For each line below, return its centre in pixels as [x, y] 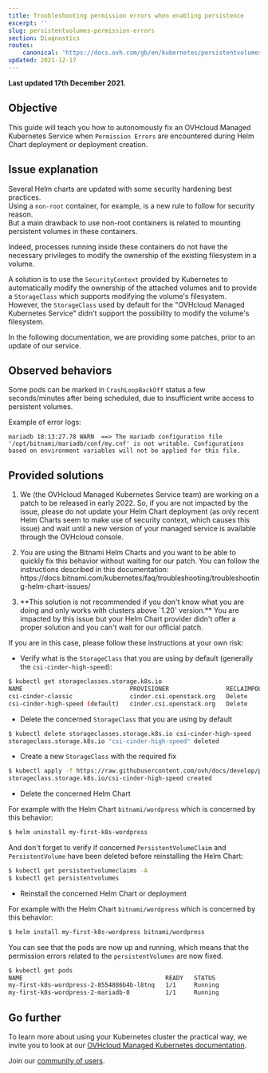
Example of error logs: [45, 422]
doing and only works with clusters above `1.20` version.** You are [129, 610]
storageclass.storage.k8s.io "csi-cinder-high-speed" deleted [114, 741]
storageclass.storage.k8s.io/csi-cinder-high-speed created [110, 779]
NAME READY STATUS [112, 978]
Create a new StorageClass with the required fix [98, 757]
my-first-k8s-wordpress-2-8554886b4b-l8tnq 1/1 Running [114, 985]
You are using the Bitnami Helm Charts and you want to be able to [128, 553]
